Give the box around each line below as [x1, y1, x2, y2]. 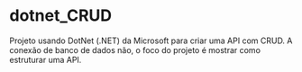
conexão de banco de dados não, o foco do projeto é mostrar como [9, 44, 261, 55]
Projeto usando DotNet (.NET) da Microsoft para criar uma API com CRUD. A [9, 35, 293, 46]
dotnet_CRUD [9, 5, 113, 26]
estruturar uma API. [9, 54, 82, 65]
